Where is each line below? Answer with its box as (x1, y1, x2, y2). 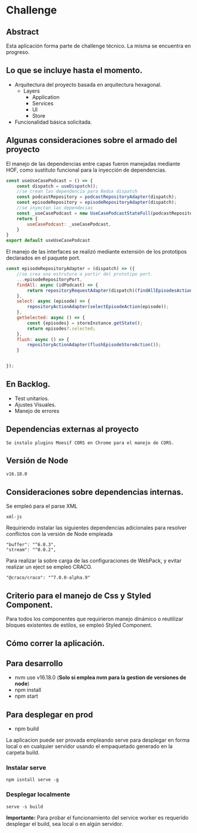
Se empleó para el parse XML (6, 503, 78, 510)
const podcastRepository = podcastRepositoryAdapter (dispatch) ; (16, 194, 177, 200)
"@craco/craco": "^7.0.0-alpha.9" (6, 575, 91, 581)
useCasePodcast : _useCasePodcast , (27, 221, 111, 227)
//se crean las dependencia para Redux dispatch (16, 189, 138, 194)
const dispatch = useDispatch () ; (16, 183, 98, 189)
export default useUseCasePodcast (6, 238, 91, 244)
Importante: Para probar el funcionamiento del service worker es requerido (6, 814, 189, 821)
